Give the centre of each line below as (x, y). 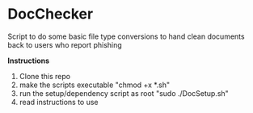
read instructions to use (59, 102)
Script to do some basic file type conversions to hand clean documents (126, 36)
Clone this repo (44, 76)
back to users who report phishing (65, 44)
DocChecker (51, 14)
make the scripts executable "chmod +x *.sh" (95, 85)
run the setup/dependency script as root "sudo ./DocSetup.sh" (124, 93)
